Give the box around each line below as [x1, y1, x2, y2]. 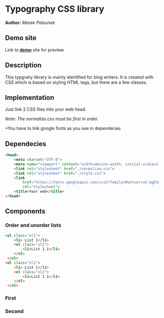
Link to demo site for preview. [5, 47, 65, 52]
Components [5, 207, 45, 216]
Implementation [5, 93, 55, 101]
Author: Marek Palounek [5, 20, 55, 25]
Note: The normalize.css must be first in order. [5, 116, 99, 122]
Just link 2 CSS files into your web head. [5, 106, 86, 112]
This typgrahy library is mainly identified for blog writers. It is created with [5, 74, 154, 80]
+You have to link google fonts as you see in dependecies [5, 125, 121, 131]
